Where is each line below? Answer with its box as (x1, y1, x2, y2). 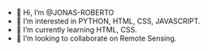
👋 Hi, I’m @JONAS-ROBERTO (15, 8, 115, 17)
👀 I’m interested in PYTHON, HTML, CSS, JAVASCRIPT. (15, 16, 201, 26)
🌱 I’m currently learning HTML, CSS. (15, 25, 138, 34)
